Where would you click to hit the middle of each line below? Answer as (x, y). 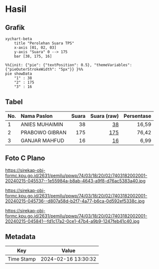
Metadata (20, 237)
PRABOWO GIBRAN (43, 132)
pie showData (19, 74)
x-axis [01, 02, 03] (35, 48)
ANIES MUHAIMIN (42, 124)
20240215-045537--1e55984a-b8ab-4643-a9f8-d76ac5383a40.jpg (75, 180)
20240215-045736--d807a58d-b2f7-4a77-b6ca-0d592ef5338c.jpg (75, 201)
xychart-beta (19, 39)
